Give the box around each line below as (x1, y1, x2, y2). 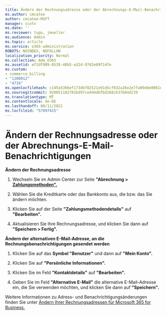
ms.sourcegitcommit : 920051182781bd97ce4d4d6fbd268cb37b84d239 (5, 90, 138, 95)
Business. (5, 304, 25, 310)
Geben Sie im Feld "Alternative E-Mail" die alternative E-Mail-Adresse (12, 279, 157, 285)
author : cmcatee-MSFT (5, 16, 50, 21)
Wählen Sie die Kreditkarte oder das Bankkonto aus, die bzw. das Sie (12, 191, 153, 197)
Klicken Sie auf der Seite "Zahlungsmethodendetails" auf (12, 206, 132, 212)
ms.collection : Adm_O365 (5, 58, 56, 63)
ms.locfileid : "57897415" (5, 108, 58, 114)
